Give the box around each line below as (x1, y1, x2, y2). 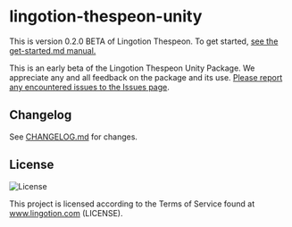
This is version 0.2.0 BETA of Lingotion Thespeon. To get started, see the (9, 36, 279, 46)
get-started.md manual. (9, 45, 96, 55)
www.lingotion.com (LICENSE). (9, 207, 123, 218)
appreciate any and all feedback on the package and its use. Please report (9, 71, 283, 82)
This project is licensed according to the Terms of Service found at (9, 198, 255, 209)
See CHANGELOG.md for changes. (9, 131, 138, 142)
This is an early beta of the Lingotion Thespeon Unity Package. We (9, 63, 255, 73)
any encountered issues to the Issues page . (9, 81, 170, 92)
